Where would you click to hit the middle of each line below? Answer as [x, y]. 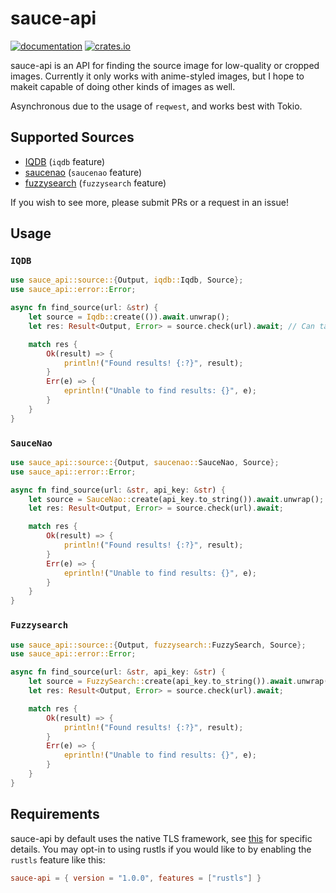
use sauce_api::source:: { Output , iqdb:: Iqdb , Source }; [127, 280]
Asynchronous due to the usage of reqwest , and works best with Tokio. [156, 106]
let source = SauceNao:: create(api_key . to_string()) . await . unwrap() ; [176, 499]
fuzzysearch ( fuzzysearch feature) [95, 183]
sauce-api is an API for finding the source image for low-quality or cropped [165, 65]
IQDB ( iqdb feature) [65, 161]
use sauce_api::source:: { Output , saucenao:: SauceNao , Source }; [145, 462]
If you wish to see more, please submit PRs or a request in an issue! [149, 202]
